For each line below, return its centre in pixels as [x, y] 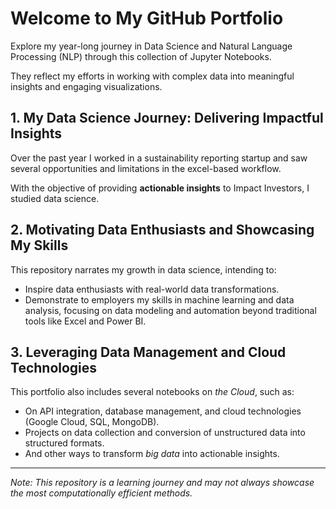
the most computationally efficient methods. [101, 493]
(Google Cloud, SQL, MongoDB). [92, 422]
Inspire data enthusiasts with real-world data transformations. [152, 289]
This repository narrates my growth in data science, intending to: [143, 269]
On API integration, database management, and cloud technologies [163, 411]
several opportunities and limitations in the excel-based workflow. [146, 168]
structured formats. [64, 443]
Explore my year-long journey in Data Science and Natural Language [151, 46]
